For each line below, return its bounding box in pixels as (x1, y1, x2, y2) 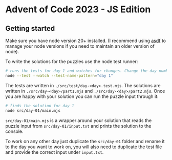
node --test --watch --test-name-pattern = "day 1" (5, 73, 114, 78)
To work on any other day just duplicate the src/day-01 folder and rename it (5, 138, 165, 144)
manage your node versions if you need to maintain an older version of (5, 43, 155, 49)
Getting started (5, 24, 55, 33)
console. (5, 128, 24, 134)
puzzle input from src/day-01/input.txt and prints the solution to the (5, 123, 152, 129)
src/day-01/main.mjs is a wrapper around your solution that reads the (5, 117, 152, 124)
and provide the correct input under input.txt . (5, 149, 104, 155)
